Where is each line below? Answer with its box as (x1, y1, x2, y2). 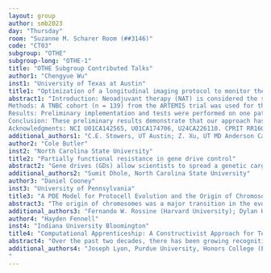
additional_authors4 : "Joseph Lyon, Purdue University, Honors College (8, 245, 254, 253)
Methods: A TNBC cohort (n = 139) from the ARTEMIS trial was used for (8, 102, 254, 110)
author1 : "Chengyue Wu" (8, 72, 89, 80)
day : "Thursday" (8, 27, 63, 35)
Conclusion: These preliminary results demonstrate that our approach (8, 117, 251, 125)
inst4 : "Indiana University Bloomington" (8, 222, 150, 230)
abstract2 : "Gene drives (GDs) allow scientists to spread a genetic (8, 162, 248, 170)
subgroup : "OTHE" (8, 49, 67, 57)
